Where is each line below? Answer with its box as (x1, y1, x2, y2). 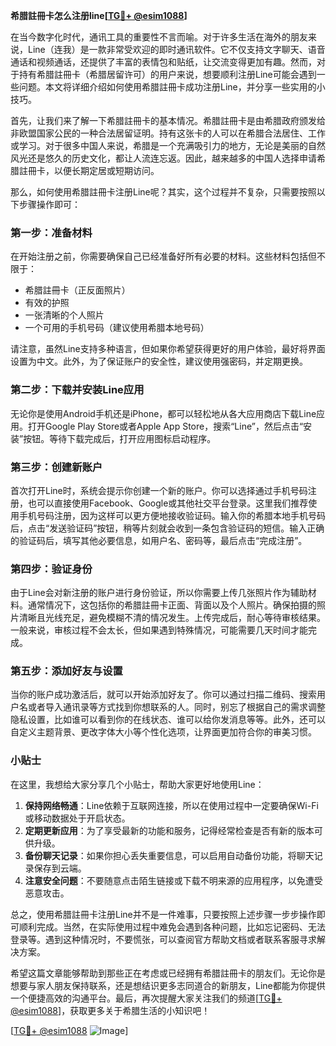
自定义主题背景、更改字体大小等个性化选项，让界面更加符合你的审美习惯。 (10, 726, 317, 738)
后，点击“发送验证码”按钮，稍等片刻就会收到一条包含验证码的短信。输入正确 (10, 522, 325, 534)
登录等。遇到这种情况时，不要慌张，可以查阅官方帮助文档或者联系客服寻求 (10, 933, 317, 945)
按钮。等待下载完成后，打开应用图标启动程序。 (23, 432, 217, 444)
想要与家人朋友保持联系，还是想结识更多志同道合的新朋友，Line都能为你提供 (10, 979, 326, 991)
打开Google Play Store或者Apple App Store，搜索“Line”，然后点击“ (27, 420, 304, 432)
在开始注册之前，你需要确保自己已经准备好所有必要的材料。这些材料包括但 (10, 250, 317, 263)
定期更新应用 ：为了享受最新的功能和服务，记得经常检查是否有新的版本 (24, 824, 315, 836)
